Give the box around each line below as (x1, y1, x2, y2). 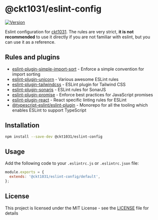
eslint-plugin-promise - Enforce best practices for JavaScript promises (12, 92, 153, 97)
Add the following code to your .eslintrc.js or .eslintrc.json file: (5, 160, 139, 166)
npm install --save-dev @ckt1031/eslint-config (5, 134, 103, 139)
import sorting (12, 71, 41, 77)
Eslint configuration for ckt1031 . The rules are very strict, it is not (5, 29, 134, 34)
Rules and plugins (5, 53, 60, 62)
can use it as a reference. (5, 39, 56, 45)
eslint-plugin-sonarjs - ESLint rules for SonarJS (12, 86, 106, 93)
